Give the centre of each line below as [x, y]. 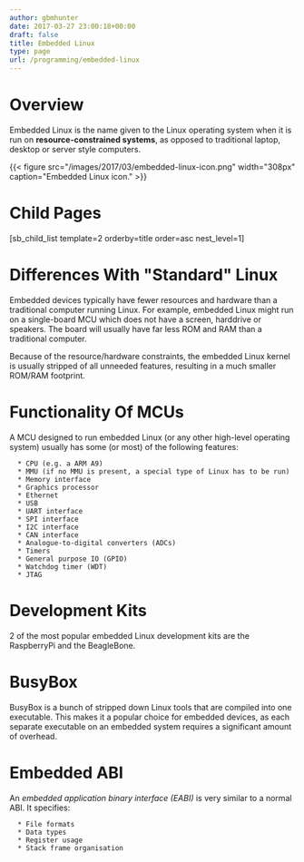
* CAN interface [48, 535]
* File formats [46, 824]
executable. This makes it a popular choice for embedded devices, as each [150, 717]
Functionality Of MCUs [97, 412]
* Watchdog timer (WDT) [62, 567]
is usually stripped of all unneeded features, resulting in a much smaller [143, 366]
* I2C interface [48, 527]
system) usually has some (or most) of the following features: [124, 446]
